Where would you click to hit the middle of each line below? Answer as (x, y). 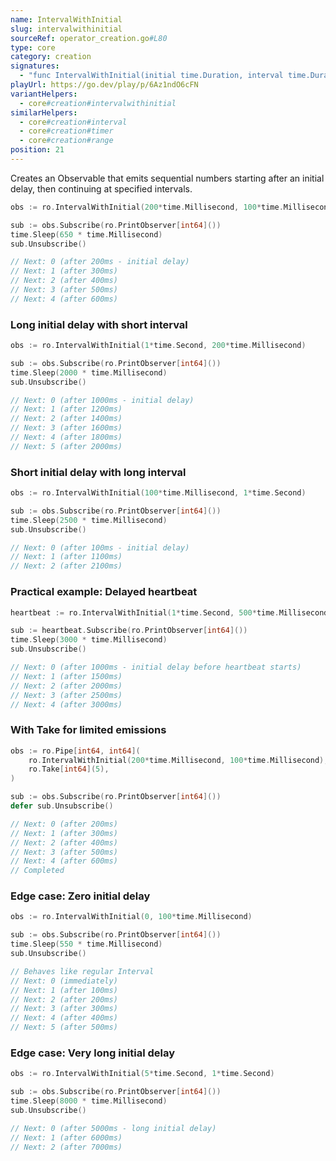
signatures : (35, 66)
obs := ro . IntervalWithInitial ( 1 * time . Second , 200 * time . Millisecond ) (158, 346)
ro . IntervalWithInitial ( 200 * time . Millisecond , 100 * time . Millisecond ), (178, 760)
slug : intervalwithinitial (66, 29)
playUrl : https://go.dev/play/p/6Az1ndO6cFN (104, 85)
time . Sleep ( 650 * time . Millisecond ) (86, 234)
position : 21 (37, 150)
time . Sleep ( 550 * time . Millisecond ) (86, 944)
